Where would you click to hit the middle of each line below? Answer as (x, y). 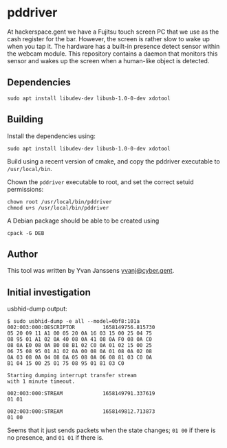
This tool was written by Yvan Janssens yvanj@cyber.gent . (91, 271)
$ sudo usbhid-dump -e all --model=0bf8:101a (73, 322)
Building (25, 119)
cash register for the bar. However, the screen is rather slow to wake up (108, 38)
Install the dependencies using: (52, 136)
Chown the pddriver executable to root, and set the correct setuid (100, 182)
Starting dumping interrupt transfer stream (72, 376)
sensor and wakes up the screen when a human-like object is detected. (108, 60)
